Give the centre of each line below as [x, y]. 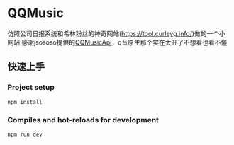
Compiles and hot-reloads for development [83, 120]
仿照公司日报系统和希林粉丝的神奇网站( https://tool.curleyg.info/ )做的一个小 [116, 33]
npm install [25, 102]
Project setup [31, 88]
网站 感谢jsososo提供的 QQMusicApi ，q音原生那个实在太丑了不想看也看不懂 [117, 42]
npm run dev [25, 134]
